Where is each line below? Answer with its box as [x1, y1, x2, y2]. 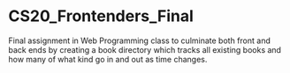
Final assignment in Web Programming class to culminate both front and [8, 35, 271, 46]
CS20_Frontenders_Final [8, 6, 194, 26]
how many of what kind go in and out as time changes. [8, 54, 208, 64]
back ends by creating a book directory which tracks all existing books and [8, 44, 282, 55]
